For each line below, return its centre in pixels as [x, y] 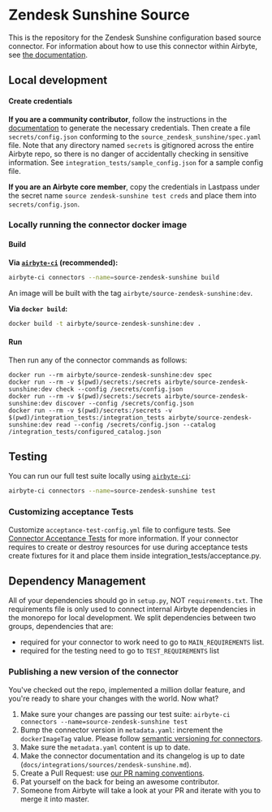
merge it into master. [54, 799]
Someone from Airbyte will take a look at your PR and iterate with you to [140, 790]
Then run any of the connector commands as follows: [98, 360]
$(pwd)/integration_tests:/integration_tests [86, 417]
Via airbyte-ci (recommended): [63, 263]
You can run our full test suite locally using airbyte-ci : [100, 476]
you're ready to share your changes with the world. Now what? [114, 698]
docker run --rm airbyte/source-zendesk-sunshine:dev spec [110, 375]
